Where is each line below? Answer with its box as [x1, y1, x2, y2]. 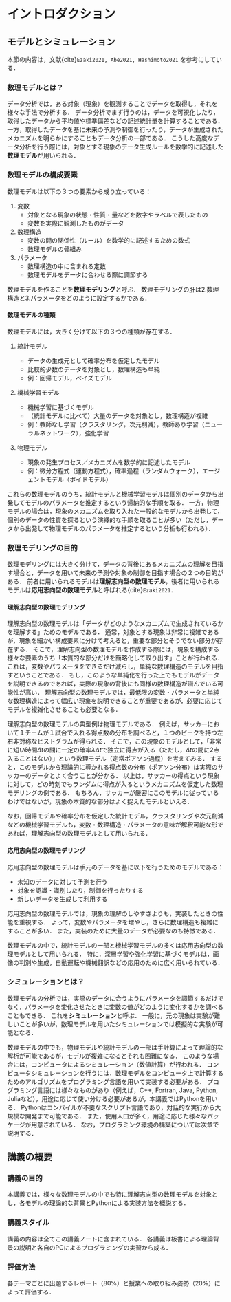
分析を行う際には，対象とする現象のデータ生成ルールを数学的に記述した [19, 142, 224, 151]
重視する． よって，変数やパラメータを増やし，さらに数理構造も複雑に [19, 918, 219, 926]
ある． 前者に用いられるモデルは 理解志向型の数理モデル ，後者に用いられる [7, 577, 220, 585]
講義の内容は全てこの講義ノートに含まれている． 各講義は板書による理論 [7, 1235, 214, 1243]
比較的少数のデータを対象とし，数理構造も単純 [27, 365, 160, 373]
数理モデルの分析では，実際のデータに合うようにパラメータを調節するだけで [7, 994, 224, 1002]
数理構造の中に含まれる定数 [27, 262, 107, 270]
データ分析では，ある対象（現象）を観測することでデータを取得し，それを [7, 100, 218, 108]
